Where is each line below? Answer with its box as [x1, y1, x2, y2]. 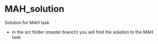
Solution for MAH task [4, 20, 50, 25]
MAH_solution [4, 3, 65, 15]
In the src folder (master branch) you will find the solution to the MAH [11, 29, 154, 35]
